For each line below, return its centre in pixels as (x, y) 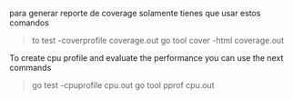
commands (30, 68)
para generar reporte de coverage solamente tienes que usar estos (135, 13)
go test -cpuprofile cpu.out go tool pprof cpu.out (123, 85)
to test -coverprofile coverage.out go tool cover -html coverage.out (158, 40)
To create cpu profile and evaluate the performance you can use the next (146, 58)
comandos (30, 23)
